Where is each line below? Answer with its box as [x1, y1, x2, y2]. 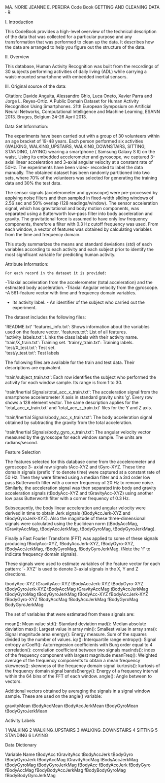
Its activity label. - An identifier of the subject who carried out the [12, 299, 145, 305]
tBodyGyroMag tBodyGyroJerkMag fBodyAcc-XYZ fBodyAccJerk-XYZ [5, 591, 149, 597]
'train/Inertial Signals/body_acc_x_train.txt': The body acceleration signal [5, 414, 153, 420]
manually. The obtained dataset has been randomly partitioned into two [5, 170, 150, 176]
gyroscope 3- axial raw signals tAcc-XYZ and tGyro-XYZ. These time [5, 464, 145, 470]
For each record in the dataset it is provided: [5, 271, 107, 276]
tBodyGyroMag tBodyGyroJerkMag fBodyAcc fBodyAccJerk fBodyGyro [5, 762, 151, 768]
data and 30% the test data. [5, 180, 62, 186]
